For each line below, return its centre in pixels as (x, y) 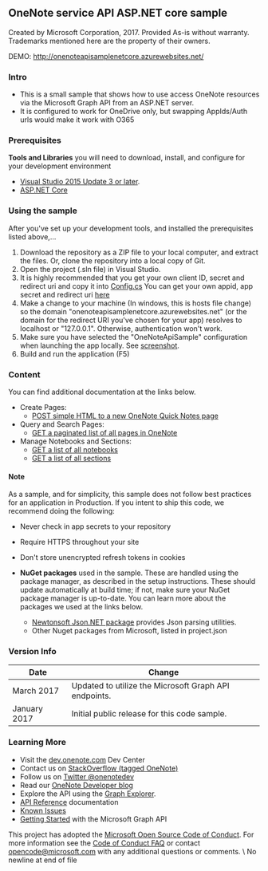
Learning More (37, 743)
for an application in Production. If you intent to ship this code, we (116, 503)
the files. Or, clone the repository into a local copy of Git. (112, 260)
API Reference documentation (69, 802)
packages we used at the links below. (81, 607)
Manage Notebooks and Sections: (75, 441)
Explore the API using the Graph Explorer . (88, 794)
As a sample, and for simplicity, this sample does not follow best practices (130, 495)
